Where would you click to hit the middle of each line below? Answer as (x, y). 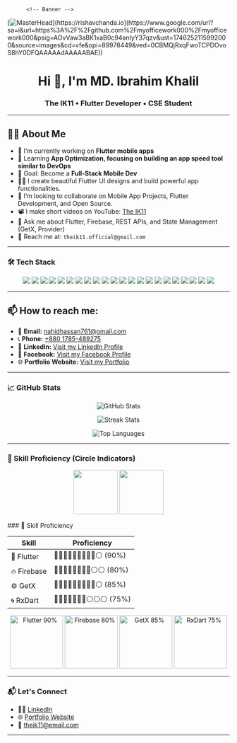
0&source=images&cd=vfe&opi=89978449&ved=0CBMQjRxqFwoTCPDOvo (117, 45)
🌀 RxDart (25, 600)
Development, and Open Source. (65, 204)
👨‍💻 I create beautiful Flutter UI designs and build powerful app (108, 181)
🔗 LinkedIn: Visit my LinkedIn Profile (70, 347)
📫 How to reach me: (53, 311)
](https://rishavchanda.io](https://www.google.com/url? (133, 23)
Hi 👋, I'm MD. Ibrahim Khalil (119, 81)
